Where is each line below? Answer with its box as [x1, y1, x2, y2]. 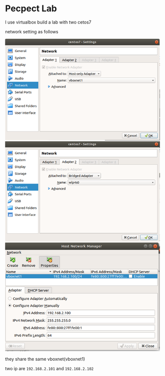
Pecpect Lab [5, 3, 57, 14]
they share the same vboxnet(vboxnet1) [5, 356, 85, 362]
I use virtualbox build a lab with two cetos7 [5, 19, 92, 25]
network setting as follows [5, 28, 58, 34]
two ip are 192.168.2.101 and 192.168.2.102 [5, 366, 94, 372]
